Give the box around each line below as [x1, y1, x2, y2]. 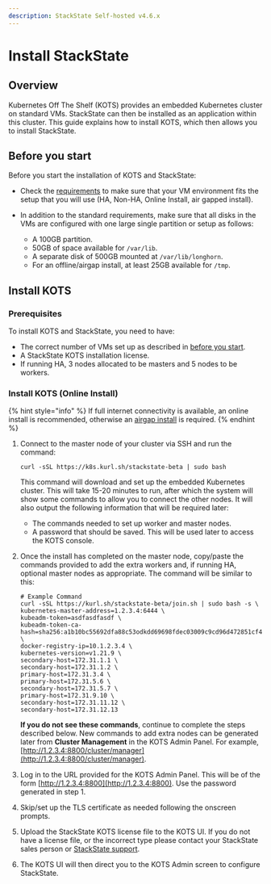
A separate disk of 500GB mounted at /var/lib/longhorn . [31, 252, 223, 262]
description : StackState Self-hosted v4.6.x [8, 11, 161, 20]
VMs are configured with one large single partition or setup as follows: [19, 219, 254, 228]
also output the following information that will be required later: [19, 503, 229, 513]
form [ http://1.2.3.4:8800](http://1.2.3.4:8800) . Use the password [19, 778, 236, 788]
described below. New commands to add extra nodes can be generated [19, 728, 259, 739]
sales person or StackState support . [19, 844, 140, 854]
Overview [8, 78, 59, 93]
